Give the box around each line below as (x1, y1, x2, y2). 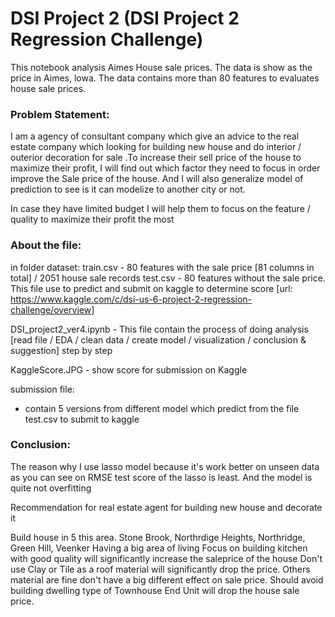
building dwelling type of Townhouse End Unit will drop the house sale (10, 584, 300, 596)
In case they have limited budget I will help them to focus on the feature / (10, 203, 311, 215)
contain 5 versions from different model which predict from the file (24, 402, 300, 414)
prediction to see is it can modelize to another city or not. (10, 183, 246, 196)
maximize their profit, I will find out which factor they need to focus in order (10, 162, 321, 174)
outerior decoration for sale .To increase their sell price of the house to (10, 152, 302, 164)
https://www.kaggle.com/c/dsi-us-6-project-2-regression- (10, 293, 253, 305)
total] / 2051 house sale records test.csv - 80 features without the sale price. (10, 272, 326, 284)
